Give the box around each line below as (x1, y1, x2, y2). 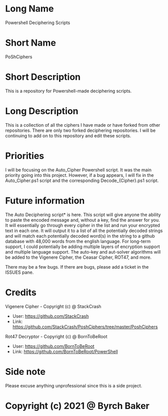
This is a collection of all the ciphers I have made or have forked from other (5, 122, 160, 128)
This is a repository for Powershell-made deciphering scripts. (5, 88, 132, 94)
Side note (5, 366, 46, 377)
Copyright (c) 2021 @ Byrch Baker (5, 400, 149, 411)
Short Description (5, 71, 81, 83)
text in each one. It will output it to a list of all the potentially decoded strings (5, 228, 163, 234)
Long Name (5, 3, 54, 15)
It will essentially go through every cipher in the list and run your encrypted (5, 222, 160, 228)
